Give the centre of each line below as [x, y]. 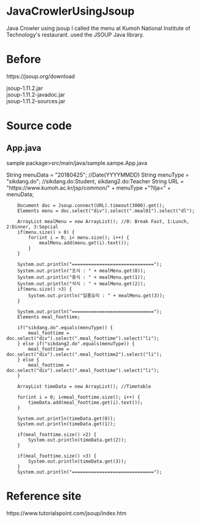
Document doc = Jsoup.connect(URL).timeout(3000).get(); [91, 205]
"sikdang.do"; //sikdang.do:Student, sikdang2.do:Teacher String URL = [95, 181]
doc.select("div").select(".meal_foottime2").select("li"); [84, 354]
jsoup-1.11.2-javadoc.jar [36, 94]
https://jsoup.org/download [41, 76]
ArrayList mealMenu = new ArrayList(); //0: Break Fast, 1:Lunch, [103, 221]
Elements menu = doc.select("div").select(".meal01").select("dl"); [106, 211]
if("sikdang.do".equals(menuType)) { [65, 327]
